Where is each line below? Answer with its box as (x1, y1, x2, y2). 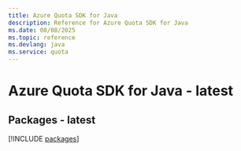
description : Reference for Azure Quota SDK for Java (8, 19, 189, 27)
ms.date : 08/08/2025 (8, 26, 76, 34)
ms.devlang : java (8, 41, 65, 49)
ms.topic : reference (8, 33, 76, 42)
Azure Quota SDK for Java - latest (8, 82, 234, 100)
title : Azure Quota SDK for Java (8, 11, 118, 20)
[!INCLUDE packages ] (8, 134, 80, 143)
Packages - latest (8, 113, 96, 127)
